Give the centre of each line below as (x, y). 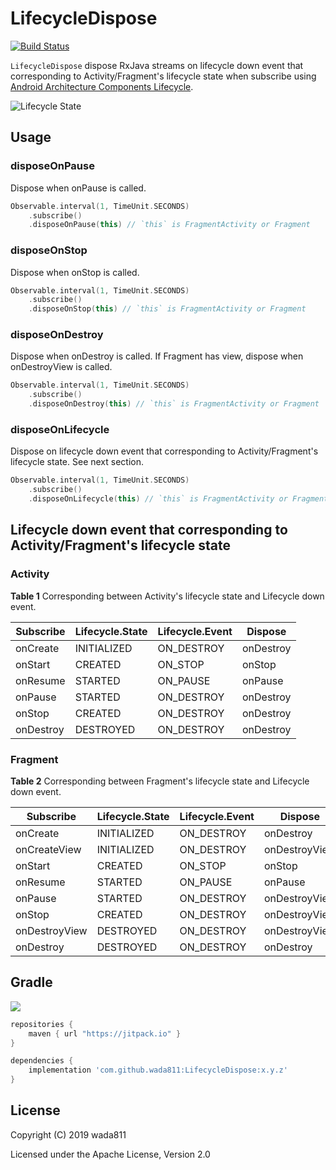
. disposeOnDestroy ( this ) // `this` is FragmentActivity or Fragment (174, 404)
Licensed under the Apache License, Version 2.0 (110, 1154)
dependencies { (42, 1061)
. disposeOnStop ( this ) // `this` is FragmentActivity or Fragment (167, 309)
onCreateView (48, 849)
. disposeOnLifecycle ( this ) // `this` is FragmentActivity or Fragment (178, 499)
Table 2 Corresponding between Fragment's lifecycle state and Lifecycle (160, 781)
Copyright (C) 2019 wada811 (68, 1134)
